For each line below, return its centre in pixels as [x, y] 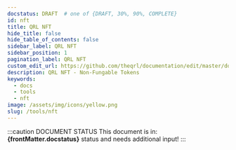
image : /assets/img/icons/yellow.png [63, 105]
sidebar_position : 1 [38, 53]
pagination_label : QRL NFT [47, 60]
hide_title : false [34, 33]
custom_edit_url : [33, 66]
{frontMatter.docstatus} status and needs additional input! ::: [97, 139]
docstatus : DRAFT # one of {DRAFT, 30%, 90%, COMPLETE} [92, 14]
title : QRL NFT [29, 27]
